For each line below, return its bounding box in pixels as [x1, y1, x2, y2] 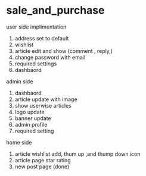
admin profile [14, 121, 48, 128]
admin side [6, 78, 33, 85]
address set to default [14, 34, 69, 42]
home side [6, 139, 32, 146]
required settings [14, 60, 57, 67]
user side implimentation [6, 23, 67, 30]
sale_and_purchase [6, 4, 105, 17]
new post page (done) [14, 163, 70, 170]
